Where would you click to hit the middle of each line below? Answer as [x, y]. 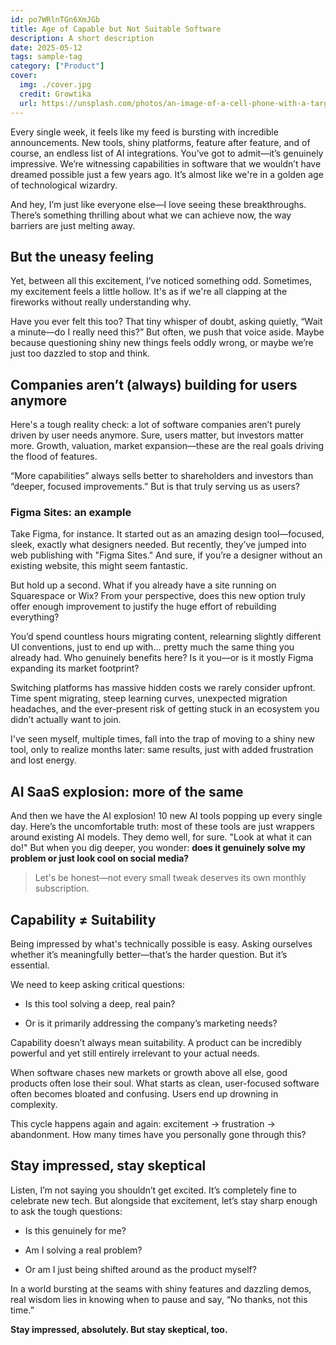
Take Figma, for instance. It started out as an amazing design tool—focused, [167, 534]
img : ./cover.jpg [55, 85]
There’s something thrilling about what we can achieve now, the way [151, 215]
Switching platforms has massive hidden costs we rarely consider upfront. [163, 688]
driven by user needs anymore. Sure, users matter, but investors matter [157, 435]
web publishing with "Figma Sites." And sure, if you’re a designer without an [166, 555]
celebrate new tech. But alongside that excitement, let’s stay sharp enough [164, 1200]
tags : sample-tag [46, 57]
